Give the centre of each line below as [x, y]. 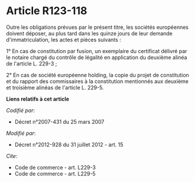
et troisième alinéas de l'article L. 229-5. [55, 87]
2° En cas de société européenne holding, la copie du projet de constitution [98, 75]
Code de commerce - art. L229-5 [55, 173]
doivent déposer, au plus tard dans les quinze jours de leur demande [89, 33]
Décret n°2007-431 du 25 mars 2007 [60, 121]
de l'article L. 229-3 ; [32, 64]
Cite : [12, 156]
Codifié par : [21, 110]
